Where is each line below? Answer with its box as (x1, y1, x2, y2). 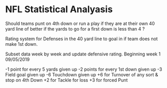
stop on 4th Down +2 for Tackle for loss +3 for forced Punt (5, 77, 128, 83)
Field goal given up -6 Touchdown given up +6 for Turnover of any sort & (5, 71, 158, 77)
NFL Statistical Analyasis (5, 4, 113, 15)
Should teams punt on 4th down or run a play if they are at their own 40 (5, 20, 155, 26)
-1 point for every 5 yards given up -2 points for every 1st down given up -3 (5, 66, 162, 72)
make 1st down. (5, 41, 38, 47)
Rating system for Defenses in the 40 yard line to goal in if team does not (5, 36, 158, 42)
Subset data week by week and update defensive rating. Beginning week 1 (5, 51, 161, 57)
